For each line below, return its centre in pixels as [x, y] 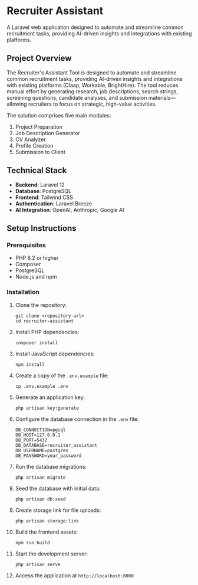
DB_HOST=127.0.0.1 [38, 435]
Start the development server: [52, 554]
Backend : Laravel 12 [40, 185]
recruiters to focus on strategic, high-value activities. [92, 104]
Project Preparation [39, 127]
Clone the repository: [41, 305]
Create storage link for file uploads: [58, 510]
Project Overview [39, 58]
